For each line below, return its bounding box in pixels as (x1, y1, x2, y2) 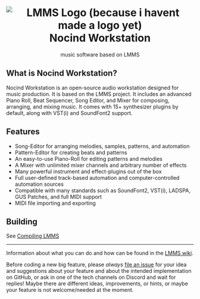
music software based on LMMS (60, 51, 140, 58)
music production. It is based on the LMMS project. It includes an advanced (6, 90, 192, 98)
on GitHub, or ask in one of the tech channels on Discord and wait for (6, 274, 176, 281)
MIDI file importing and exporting (14, 200, 96, 207)
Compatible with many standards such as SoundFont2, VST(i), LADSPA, (14, 186, 190, 194)
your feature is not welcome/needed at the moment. (6, 286, 134, 294)
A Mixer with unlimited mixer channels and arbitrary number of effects (14, 161, 187, 169)
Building (6, 216, 37, 226)
